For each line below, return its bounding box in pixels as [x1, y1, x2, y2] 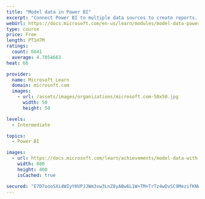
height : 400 [17, 166, 48, 173]
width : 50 [22, 99, 48, 106]
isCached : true [17, 172, 56, 178]
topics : [6, 132, 26, 139]
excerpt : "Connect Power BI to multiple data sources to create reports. [6, 15, 198, 21]
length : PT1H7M [6, 37, 45, 43]
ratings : [6, 43, 29, 49]
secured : [6, 183, 29, 189]
